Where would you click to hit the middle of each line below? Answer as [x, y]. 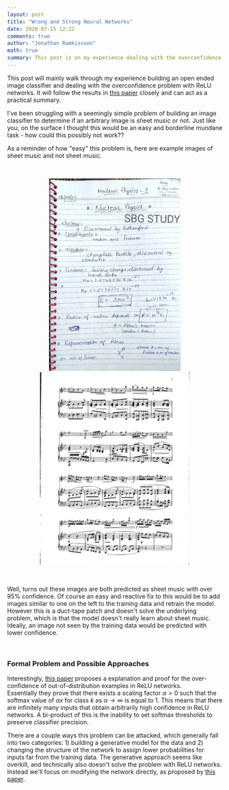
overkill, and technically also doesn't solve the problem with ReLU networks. [114, 765]
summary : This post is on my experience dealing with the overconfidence [114, 58]
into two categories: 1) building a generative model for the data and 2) [105, 743]
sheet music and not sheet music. [55, 155]
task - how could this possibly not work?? [66, 135]
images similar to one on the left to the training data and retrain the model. [111, 603]
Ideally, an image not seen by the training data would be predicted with [107, 625]
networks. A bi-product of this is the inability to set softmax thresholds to [110, 715]
